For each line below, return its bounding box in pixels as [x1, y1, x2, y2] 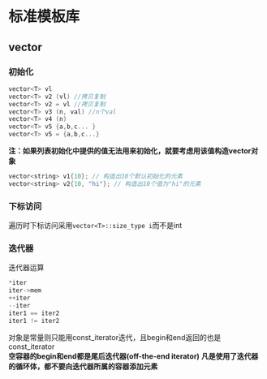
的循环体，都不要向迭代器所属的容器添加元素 [8, 361, 158, 371]
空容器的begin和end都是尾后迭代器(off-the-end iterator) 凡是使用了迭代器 [8, 351, 259, 361]
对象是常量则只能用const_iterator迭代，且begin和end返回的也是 [8, 332, 222, 342]
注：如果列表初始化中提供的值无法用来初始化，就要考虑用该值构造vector [8, 146, 252, 155]
